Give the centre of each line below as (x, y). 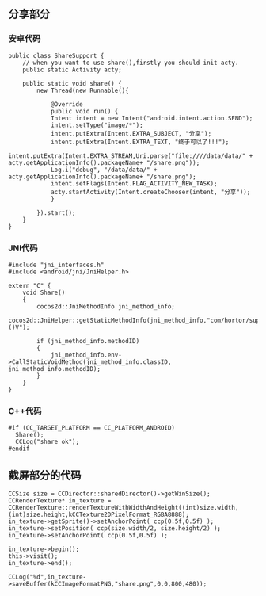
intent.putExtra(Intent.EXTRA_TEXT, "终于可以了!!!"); (140, 142)
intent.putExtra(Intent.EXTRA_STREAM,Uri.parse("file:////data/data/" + (131, 156)
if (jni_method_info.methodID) (88, 341)
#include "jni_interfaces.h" (56, 265)
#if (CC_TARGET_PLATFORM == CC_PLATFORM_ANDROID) (92, 428)
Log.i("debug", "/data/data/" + (104, 170)
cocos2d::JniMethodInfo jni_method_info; (106, 306)
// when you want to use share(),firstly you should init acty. (131, 63)
